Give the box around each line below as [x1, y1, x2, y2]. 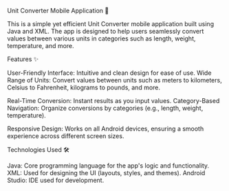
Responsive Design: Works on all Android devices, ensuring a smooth [7, 124, 204, 133]
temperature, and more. [7, 42, 74, 49]
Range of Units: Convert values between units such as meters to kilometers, [7, 76, 222, 84]
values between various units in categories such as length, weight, [7, 34, 196, 43]
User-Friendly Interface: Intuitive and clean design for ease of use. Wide [7, 69, 212, 77]
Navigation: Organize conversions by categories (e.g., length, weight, [7, 104, 204, 112]
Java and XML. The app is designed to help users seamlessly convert [7, 27, 204, 35]
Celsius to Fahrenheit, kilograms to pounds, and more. [7, 83, 160, 91]
